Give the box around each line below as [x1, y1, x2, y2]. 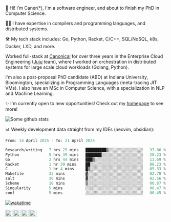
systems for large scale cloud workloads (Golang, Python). [5, 64, 129, 70]
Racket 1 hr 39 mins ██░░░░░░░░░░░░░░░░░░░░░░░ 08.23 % [5, 162, 166, 167]
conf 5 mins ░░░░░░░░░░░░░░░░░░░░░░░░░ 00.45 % [5, 190, 166, 195]
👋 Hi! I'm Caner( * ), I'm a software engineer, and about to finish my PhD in [5, 5, 160, 11]
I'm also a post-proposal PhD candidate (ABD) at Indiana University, [5, 74, 148, 80]
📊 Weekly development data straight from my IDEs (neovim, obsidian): [5, 126, 155, 132]
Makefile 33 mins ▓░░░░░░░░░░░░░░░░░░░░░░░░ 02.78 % [5, 171, 166, 176]
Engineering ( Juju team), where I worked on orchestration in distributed [5, 59, 156, 65]
